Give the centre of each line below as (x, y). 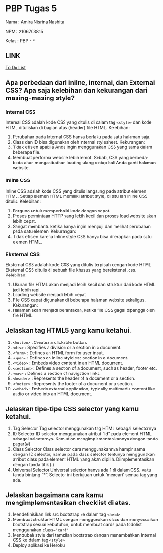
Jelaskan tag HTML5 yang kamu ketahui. (68, 331)
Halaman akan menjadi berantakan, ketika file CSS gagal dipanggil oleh (83, 310)
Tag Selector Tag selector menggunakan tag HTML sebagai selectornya (84, 428)
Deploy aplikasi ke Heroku (39, 545)
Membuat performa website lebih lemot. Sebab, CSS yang (71, 158)
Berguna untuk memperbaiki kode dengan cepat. (61, 211)
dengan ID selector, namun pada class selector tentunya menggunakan (84, 454)
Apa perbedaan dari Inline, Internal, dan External (80, 83)
